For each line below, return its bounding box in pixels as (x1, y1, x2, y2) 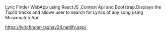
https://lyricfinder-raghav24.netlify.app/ (5, 24, 87, 30)
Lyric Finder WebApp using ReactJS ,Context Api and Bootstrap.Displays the (5, 4, 162, 10)
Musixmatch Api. (5, 15, 40, 20)
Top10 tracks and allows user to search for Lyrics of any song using (5, 9, 143, 15)
